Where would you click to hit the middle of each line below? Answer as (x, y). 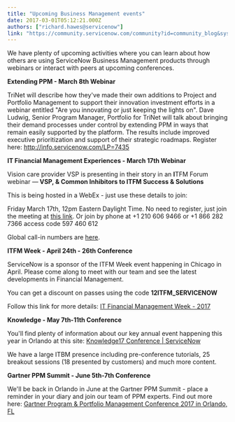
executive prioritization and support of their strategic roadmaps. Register (112, 140)
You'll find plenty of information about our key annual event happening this (115, 334)
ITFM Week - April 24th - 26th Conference (70, 251)
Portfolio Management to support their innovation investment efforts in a (111, 103)
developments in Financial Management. (65, 279)
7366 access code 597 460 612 (53, 224)
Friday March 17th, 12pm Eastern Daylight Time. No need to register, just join (117, 209)
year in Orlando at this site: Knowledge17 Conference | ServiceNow (104, 341)
